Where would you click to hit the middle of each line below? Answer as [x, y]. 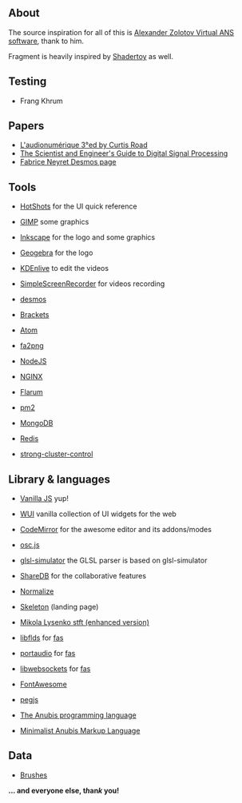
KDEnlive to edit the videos [64, 268]
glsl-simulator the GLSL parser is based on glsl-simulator [113, 561]
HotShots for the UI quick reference [78, 206]
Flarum [32, 392]
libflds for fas [42, 638]
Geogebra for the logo [56, 253]
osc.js [30, 545]
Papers [26, 126]
